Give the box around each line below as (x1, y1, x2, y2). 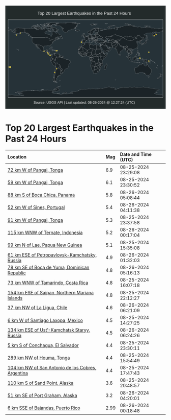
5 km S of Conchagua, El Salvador (7, 342, 79, 348)
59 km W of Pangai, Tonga (7, 179, 64, 185)
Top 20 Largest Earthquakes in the (5, 122, 154, 133)
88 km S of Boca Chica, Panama (7, 192, 75, 198)
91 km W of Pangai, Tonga (7, 217, 64, 223)
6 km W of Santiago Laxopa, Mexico (7, 317, 83, 323)
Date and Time (120, 151, 152, 157)
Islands (7, 295, 23, 301)
